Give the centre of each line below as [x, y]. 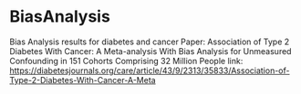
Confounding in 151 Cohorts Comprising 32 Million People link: [126, 61]
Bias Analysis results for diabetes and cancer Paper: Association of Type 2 [150, 42]
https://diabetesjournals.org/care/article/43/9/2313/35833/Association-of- [150, 70]
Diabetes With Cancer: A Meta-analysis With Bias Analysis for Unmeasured [150, 51]
